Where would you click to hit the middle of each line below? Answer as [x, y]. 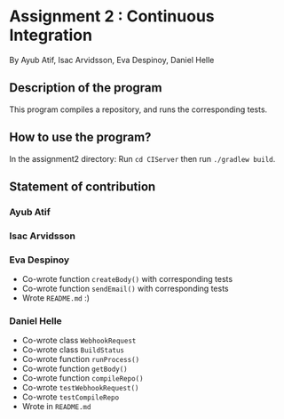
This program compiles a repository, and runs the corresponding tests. [138, 109]
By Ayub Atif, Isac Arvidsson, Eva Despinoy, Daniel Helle [112, 60]
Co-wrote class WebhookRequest [79, 341]
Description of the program [86, 88]
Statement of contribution [83, 186]
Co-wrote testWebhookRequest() [80, 388]
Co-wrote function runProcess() [81, 359]
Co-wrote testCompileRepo [71, 397]
